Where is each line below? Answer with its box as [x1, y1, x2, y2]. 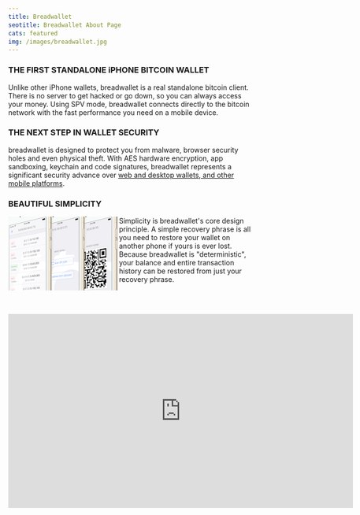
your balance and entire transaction [119, 258, 235, 268]
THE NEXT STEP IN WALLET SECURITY [8, 127, 160, 138]
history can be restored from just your [119, 266, 243, 276]
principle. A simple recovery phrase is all [119, 224, 251, 234]
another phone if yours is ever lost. [119, 241, 232, 251]
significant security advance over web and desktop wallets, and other [8, 170, 235, 180]
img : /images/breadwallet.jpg [8, 38, 108, 46]
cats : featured [8, 29, 58, 37]
